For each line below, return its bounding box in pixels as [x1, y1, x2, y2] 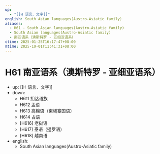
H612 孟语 [19, 102, 40, 108]
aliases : [5, 21, 23, 26]
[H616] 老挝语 [19, 120, 48, 126]
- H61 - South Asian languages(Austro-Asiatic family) [9, 26, 125, 31]
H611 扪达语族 [19, 95, 48, 101]
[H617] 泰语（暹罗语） [19, 126, 65, 132]
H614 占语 [19, 114, 40, 120]
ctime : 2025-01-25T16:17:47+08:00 [5, 39, 76, 44]
